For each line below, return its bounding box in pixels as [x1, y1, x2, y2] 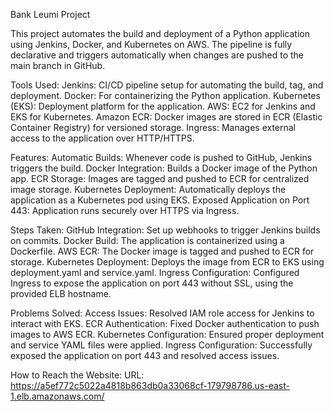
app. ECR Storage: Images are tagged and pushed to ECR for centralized [10, 173, 310, 184]
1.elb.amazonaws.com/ [10, 390, 105, 402]
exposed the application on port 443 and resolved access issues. [10, 350, 280, 361]
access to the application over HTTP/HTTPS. [10, 132, 195, 144]
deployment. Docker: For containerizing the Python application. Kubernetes [10, 90, 321, 101]
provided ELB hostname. [10, 288, 112, 299]
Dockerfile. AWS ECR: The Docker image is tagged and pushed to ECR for [10, 245, 315, 257]
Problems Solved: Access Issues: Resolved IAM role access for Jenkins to [10, 307, 315, 319]
